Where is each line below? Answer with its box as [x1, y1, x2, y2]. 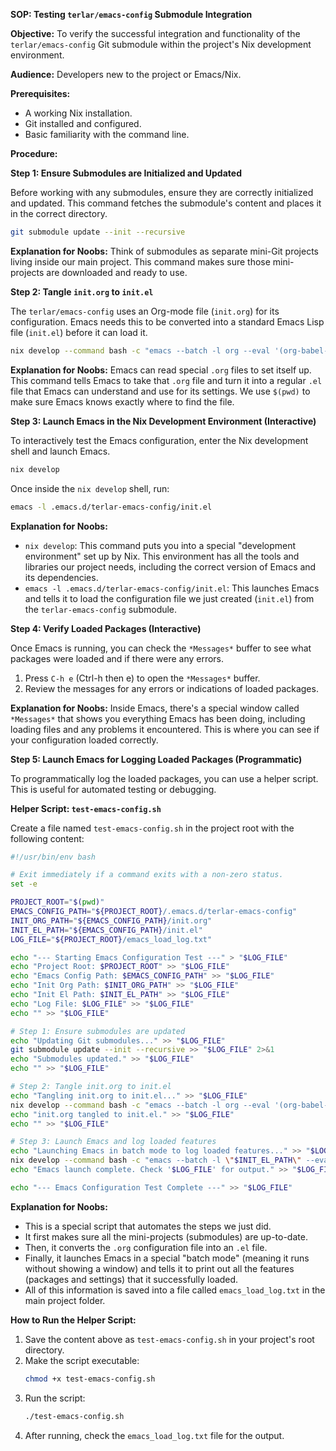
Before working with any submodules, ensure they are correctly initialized [10, 187, 314, 198]
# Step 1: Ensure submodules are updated [10, 1026, 186, 1036]
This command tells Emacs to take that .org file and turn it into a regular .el [10, 374, 323, 386]
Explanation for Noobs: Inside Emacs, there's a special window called [10, 702, 300, 714]
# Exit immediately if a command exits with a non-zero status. [10, 870, 284, 880]
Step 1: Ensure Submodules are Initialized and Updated [10, 167, 242, 179]
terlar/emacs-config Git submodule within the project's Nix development [10, 39, 312, 50]
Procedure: [10, 148, 58, 159]
